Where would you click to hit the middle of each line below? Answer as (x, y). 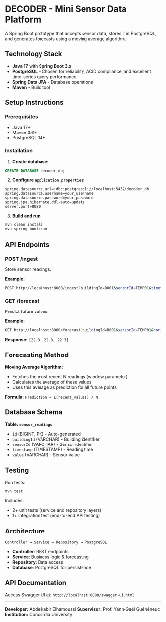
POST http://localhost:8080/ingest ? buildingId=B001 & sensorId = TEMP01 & (78, 288)
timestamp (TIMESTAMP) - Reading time (53, 449)
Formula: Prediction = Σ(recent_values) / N (52, 397)
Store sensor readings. (28, 269)
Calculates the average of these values (52, 382)
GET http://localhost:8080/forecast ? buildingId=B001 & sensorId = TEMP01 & (79, 330)
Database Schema (34, 412)
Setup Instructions (34, 103)
